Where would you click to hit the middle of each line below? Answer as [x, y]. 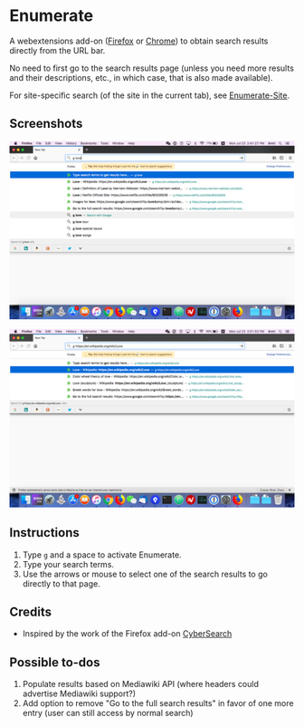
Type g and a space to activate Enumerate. [102, 555]
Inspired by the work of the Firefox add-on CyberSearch [127, 634]
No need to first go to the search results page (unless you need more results [152, 68]
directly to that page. [62, 583]
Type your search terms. [68, 564]
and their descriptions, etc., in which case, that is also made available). [141, 77]
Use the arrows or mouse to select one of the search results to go [145, 574]
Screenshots [46, 124]
